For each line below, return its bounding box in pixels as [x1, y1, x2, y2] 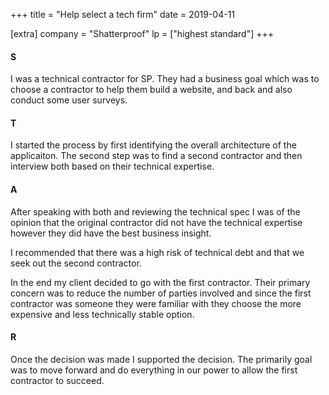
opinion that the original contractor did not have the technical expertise [10, 216, 303, 228]
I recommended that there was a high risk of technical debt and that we [10, 246, 305, 258]
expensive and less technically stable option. [10, 308, 195, 320]
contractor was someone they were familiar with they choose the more [10, 297, 302, 309]
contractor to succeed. [10, 374, 105, 386]
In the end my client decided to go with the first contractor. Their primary [10, 276, 311, 288]
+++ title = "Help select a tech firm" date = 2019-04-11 [10, 9, 236, 20]
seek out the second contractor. [10, 257, 142, 269]
